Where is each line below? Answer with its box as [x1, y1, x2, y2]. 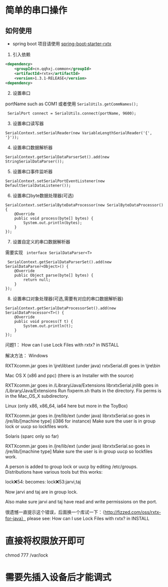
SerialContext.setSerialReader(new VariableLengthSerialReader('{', [5, 131, 152, 136]
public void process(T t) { [14, 319, 73, 324]
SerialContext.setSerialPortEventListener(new [5, 179, 105, 184]
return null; [23, 277, 51, 282]
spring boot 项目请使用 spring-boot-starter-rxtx [12, 41, 112, 47]
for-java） [5, 516, 26, 522]
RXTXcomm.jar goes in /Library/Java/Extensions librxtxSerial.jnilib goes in [5, 383, 159, 389]
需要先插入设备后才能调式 [5, 571, 112, 583]
